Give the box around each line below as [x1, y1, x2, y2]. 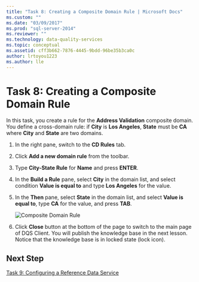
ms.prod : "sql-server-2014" [6, 25, 76, 32]
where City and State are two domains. [6, 130, 103, 137]
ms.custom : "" [6, 14, 42, 20]
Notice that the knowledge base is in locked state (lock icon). [14, 236, 166, 243]
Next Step [6, 253, 44, 263]
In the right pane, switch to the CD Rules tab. [14, 141, 126, 148]
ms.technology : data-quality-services [6, 36, 103, 42]
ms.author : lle [6, 59, 44, 65]
